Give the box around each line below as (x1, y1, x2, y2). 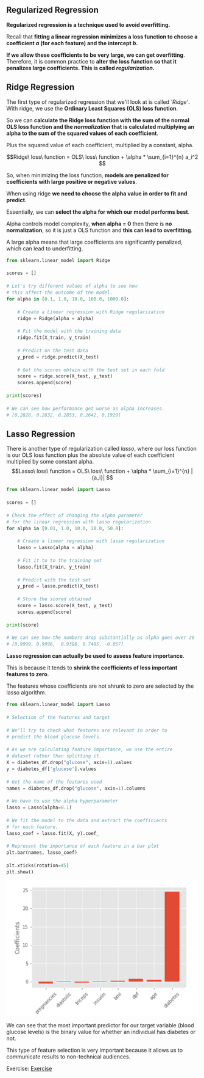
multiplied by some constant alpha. (6, 458, 94, 465)
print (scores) (6, 393, 43, 399)
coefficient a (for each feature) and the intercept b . (6, 39, 138, 46)
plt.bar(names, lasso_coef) (6, 850, 78, 856)
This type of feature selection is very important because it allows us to (6, 1046, 183, 1054)
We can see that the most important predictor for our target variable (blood (6, 1021, 194, 1029)
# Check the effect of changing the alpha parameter (6, 512, 143, 519)
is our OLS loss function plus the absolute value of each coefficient (6, 451, 175, 459)
